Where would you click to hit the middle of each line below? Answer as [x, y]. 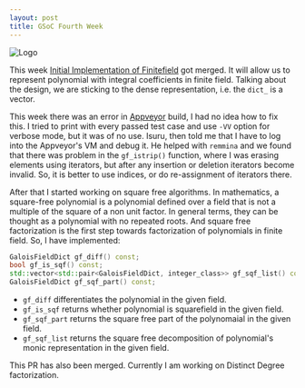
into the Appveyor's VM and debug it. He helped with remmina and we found [151, 145]
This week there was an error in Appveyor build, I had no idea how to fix [144, 116]
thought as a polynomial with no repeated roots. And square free [130, 221]
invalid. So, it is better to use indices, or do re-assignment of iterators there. [151, 174]
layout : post [34, 18]
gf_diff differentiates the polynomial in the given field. [124, 299]
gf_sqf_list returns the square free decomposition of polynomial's [148, 338]
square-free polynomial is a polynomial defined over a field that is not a [143, 202]
